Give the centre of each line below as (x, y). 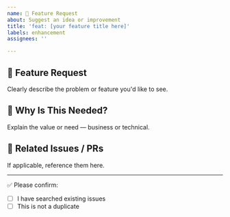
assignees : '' (27, 39)
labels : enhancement (37, 33)
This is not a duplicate (48, 206)
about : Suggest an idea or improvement (64, 20)
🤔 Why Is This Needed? (57, 111)
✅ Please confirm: (33, 185)
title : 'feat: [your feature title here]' (68, 26)
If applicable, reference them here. (56, 165)
